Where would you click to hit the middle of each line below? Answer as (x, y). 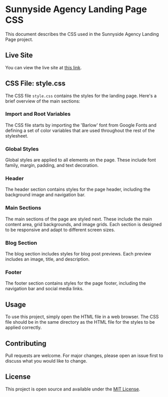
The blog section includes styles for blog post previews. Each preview (78, 254)
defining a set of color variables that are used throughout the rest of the (80, 130)
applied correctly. (24, 328)
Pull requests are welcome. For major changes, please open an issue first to (84, 356)
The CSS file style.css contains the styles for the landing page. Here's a (81, 96)
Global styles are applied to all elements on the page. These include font (81, 160)
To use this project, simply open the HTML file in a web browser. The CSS (82, 317)
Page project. (19, 39)
